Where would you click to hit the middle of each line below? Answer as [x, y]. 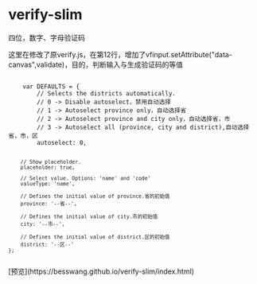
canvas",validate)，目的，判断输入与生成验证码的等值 [95, 64]
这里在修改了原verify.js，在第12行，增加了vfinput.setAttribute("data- [121, 54]
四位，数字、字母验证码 [47, 37]
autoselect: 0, [62, 142]
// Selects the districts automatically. [107, 93]
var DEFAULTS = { [51, 86]
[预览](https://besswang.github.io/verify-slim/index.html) [101, 271]
